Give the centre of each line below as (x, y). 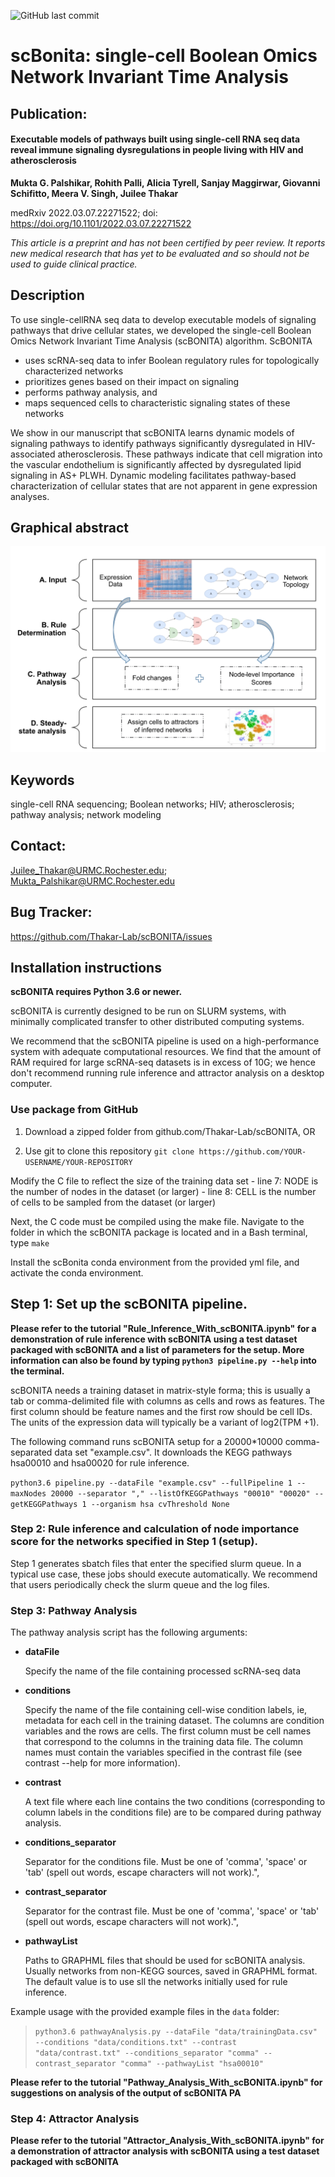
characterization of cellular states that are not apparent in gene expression (164, 486)
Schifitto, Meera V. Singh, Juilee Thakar (94, 193)
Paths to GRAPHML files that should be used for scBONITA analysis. (165, 1961)
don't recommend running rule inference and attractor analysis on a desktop (167, 1073)
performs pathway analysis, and (91, 392)
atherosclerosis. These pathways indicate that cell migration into (190, 454)
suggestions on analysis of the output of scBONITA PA (126, 2093)
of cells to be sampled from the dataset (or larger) (113, 1202)
